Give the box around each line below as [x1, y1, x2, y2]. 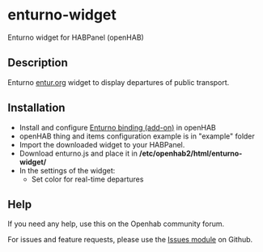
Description [7, 56, 68, 70]
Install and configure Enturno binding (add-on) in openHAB [19, 122, 216, 132]
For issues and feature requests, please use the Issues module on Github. [7, 235, 253, 245]
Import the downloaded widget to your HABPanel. [19, 139, 185, 149]
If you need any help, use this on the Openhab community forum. [7, 219, 225, 229]
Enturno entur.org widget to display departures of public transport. [7, 77, 230, 87]
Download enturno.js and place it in [19, 148, 138, 158]
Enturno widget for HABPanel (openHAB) [7, 32, 145, 42]
